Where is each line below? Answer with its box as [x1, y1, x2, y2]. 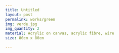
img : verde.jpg [5, 21, 37, 27]
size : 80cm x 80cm [5, 36, 44, 41]
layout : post [5, 12, 33, 17]
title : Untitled [5, 7, 39, 13]
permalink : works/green [5, 17, 56, 22]
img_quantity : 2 [5, 26, 39, 31]
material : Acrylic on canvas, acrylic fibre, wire [5, 31, 114, 36]
